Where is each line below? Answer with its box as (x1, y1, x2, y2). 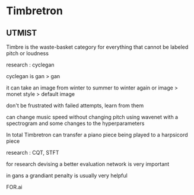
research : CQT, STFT (6, 149, 59, 156)
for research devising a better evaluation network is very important (6, 161, 170, 167)
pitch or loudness (6, 50, 49, 57)
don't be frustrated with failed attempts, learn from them (6, 102, 144, 109)
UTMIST (6, 28, 37, 38)
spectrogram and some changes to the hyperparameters (6, 120, 145, 127)
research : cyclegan (6, 61, 55, 68)
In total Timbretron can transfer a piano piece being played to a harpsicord (6, 132, 188, 138)
